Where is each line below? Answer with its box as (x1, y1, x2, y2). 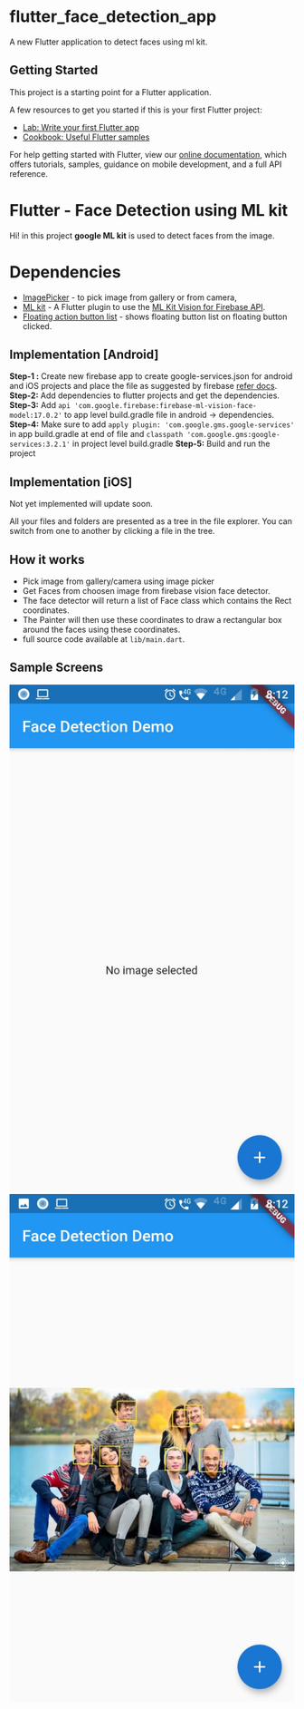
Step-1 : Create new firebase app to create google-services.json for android (9, 371, 293, 382)
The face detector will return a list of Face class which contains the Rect (22, 596, 292, 607)
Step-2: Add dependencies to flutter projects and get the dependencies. (9, 390, 280, 401)
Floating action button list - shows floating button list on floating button (22, 311, 288, 322)
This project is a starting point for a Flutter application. (9, 86, 212, 97)
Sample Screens (9, 660, 104, 675)
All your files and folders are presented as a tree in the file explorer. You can (9, 516, 292, 527)
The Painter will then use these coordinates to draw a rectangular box (22, 615, 282, 626)
